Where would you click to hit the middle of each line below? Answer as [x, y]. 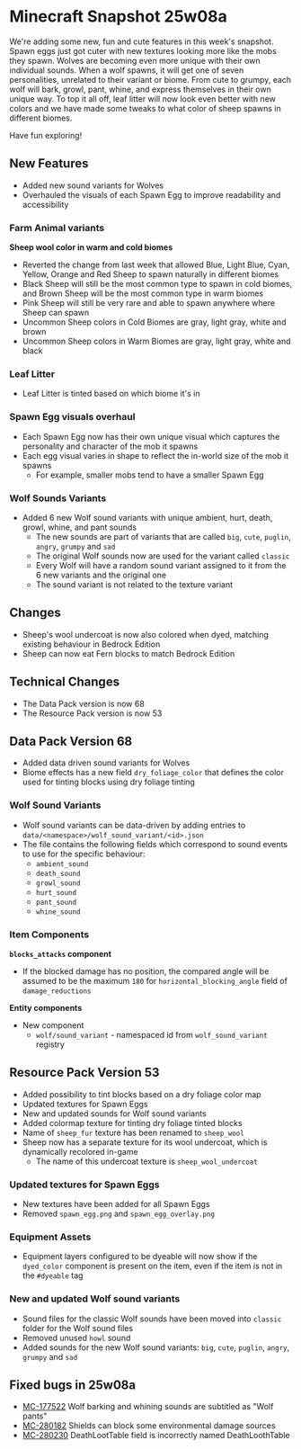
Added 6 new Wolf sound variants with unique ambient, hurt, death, [147, 517]
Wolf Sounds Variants [58, 498]
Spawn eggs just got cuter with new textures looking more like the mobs [143, 50]
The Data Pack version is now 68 [84, 703]
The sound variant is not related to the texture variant [134, 584]
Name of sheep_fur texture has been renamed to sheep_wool [133, 1132]
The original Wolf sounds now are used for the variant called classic [163, 556]
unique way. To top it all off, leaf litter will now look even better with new [143, 98]
